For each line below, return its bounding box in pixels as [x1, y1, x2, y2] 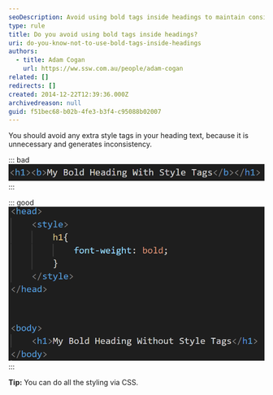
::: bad [8, 155, 30, 165]
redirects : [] [8, 81, 57, 89]
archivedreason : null [8, 98, 82, 107]
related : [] [8, 73, 49, 81]
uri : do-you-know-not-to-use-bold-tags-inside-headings [8, 39, 201, 47]
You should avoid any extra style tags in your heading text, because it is [8, 131, 249, 141]
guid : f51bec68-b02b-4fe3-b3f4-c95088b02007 [8, 107, 162, 115]
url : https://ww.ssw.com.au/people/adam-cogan [23, 65, 184, 73]
